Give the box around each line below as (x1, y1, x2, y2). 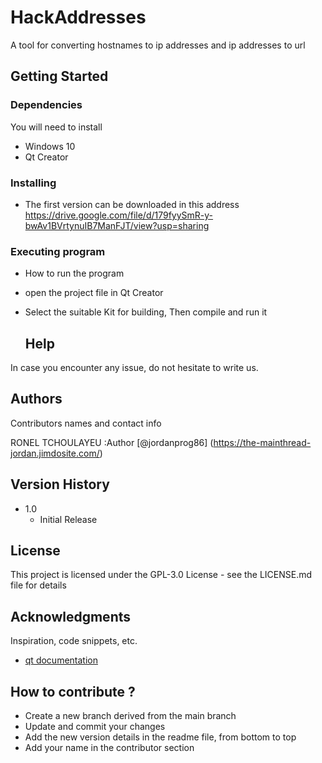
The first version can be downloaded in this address (24, 198, 240, 210)
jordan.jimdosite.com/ (10, 447, 100, 459)
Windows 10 (24, 140, 76, 152)
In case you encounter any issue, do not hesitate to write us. (10, 362, 259, 374)
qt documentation (24, 654, 98, 666)
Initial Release (39, 513, 98, 525)
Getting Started (10, 68, 109, 85)
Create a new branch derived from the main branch (24, 710, 237, 722)
